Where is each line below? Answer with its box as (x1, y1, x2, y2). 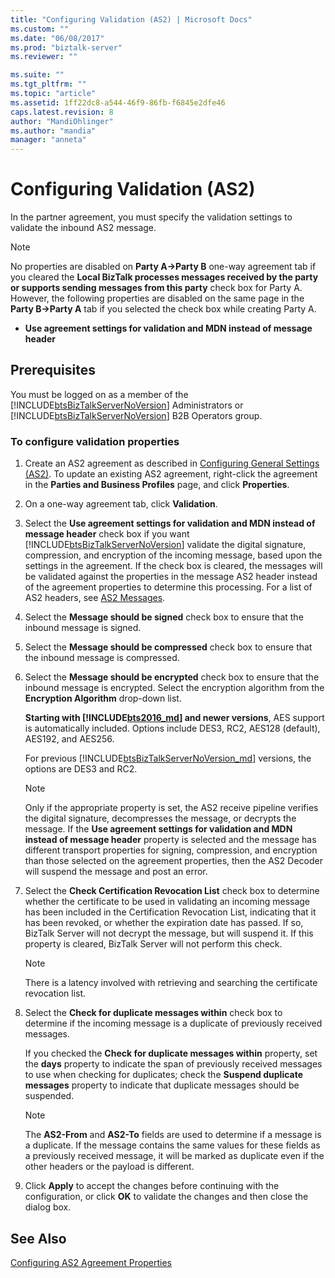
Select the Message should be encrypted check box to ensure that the (24, 671, 320, 683)
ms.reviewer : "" (10, 52, 78, 62)
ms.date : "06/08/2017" (10, 33, 105, 43)
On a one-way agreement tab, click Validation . (24, 498, 218, 510)
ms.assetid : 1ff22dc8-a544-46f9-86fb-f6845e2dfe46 (10, 97, 226, 108)
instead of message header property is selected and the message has (24, 834, 317, 846)
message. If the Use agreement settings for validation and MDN (24, 823, 293, 835)
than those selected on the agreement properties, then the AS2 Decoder (24, 855, 323, 867)
